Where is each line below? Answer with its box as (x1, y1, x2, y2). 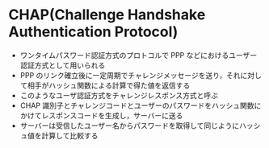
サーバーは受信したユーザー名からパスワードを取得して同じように (19, 121, 240, 130)
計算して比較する (41, 130, 99, 140)
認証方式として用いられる (19, 60, 106, 70)
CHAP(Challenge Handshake (8, 6, 206, 24)
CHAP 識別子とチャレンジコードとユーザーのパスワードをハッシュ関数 (19, 101, 254, 110)
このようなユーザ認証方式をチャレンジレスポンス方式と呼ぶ (19, 90, 219, 100)
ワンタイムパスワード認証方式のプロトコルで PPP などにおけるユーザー (19, 50, 257, 60)
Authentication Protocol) (8, 23, 179, 41)
